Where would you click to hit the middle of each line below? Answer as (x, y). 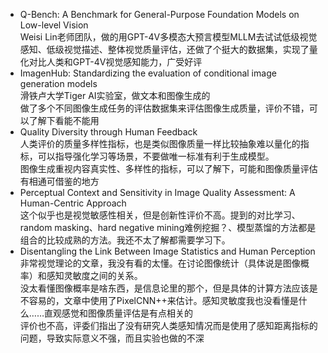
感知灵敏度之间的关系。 (94, 275)
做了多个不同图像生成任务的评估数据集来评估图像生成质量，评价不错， (164, 108)
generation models (58, 83)
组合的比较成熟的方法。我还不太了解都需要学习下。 (125, 240)
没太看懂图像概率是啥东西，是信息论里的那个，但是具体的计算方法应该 (164, 288)
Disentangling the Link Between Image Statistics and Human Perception (167, 251)
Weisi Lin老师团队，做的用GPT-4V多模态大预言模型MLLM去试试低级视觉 (168, 37)
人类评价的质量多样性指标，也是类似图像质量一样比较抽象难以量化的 (160, 143)
